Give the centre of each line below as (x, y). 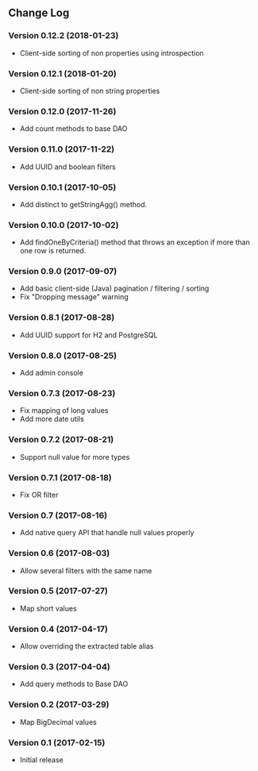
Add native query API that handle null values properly (107, 533)
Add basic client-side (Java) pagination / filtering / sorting (114, 288)
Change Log (39, 13)
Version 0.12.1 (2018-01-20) (62, 73)
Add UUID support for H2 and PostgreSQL (89, 335)
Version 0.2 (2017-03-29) (59, 704)
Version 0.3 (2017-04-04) (60, 667)
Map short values (48, 608)
